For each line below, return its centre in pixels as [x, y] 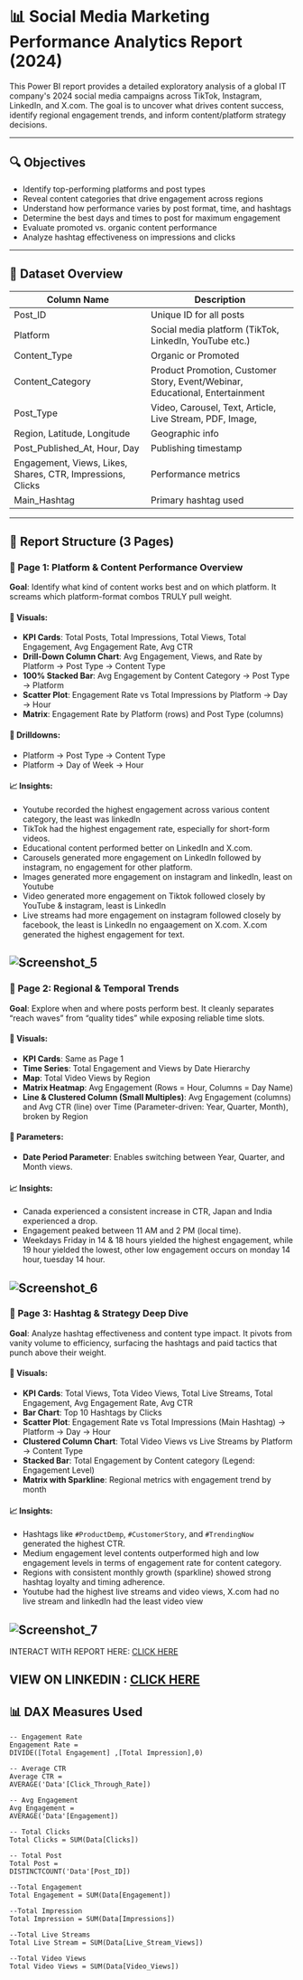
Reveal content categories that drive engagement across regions [142, 198]
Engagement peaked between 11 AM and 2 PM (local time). [132, 1230]
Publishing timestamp [196, 448]
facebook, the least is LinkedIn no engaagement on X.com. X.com [145, 924]
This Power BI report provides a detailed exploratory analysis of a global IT [148, 86]
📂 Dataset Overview [66, 274]
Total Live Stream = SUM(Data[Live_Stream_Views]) [106, 1943]
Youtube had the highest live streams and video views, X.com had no [151, 1592]
